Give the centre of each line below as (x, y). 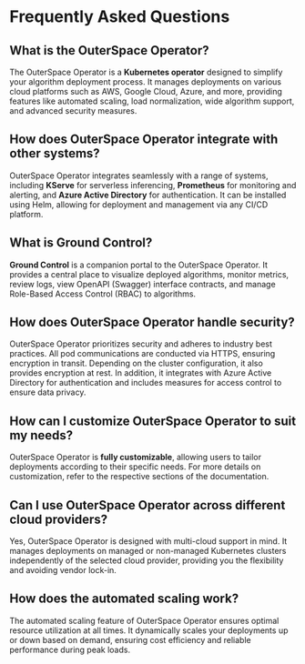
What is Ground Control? (81, 243)
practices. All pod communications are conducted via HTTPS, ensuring (142, 354)
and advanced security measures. (73, 111)
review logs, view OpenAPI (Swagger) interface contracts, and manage (142, 284)
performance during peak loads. (70, 649)
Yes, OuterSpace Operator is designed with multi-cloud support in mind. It (148, 541)
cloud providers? (59, 519)
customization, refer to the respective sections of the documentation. (139, 477)
